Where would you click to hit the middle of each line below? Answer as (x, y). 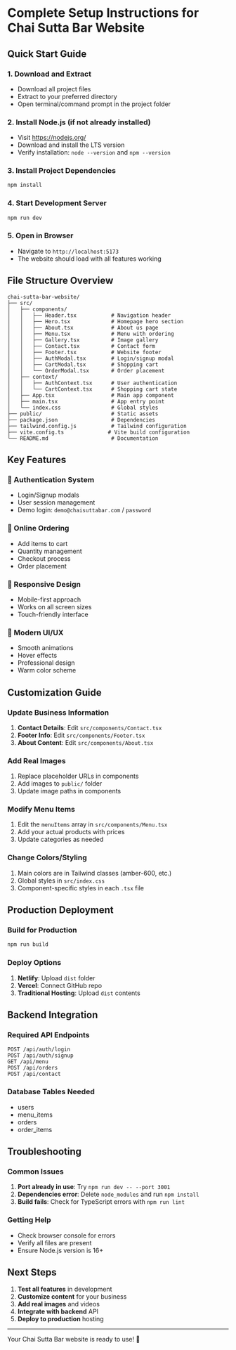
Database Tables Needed (51, 1092)
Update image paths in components (69, 791)
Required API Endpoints (48, 1034)
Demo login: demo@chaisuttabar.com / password (84, 510)
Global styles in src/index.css (61, 881)
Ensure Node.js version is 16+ (60, 1250)
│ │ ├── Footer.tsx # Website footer (84, 352)
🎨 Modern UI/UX (35, 632)
